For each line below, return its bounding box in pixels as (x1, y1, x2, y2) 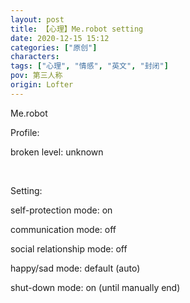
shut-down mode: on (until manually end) (10, 281, 181, 293)
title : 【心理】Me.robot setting (10, 24, 144, 34)
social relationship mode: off (10, 242, 128, 255)
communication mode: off (10, 223, 117, 235)
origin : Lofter (10, 80, 74, 90)
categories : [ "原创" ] (10, 42, 98, 53)
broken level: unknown (10, 146, 104, 158)
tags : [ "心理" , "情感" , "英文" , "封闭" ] (10, 61, 169, 71)
